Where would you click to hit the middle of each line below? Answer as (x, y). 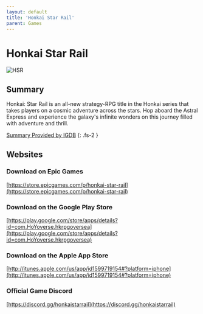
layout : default (27, 12)
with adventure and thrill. (37, 124)
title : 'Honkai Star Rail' (40, 18)
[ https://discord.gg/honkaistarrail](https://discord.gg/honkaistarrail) (91, 304)
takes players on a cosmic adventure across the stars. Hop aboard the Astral (102, 111)
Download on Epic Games (45, 172)
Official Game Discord (40, 291)
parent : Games (24, 23)
